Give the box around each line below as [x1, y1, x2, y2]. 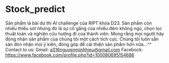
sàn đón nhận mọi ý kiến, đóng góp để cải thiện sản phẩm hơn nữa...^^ [5, 41, 152, 47]
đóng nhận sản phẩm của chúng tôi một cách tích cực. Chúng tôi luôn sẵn [5, 36, 159, 42]
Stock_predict [5, 3, 66, 15]
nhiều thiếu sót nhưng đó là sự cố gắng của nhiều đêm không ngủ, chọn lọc [5, 25, 162, 31]
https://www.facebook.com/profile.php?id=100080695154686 [5, 51, 135, 58]
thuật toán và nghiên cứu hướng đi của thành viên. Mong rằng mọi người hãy [5, 30, 164, 36]
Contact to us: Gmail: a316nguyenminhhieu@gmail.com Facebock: [5, 46, 143, 52]
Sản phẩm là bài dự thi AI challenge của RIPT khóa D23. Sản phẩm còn [5, 20, 152, 26]
